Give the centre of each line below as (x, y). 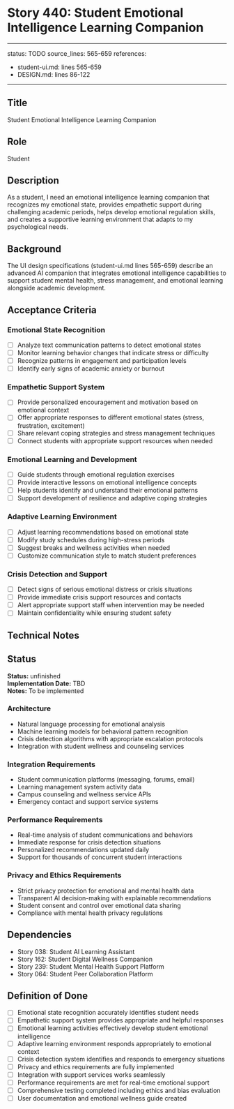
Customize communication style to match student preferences (107, 556)
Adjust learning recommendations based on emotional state (103, 532)
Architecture (29, 708)
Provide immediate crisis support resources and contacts (99, 597)
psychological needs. (38, 227)
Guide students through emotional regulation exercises (96, 474)
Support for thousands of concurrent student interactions (100, 857)
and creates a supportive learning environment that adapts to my (100, 219)
